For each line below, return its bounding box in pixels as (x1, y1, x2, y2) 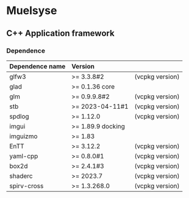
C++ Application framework (6, 28, 115, 38)
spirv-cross (9, 182, 44, 190)
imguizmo (9, 132, 38, 141)
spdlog (9, 112, 29, 120)
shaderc (9, 172, 33, 180)
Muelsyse (6, 4, 57, 18)
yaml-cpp (9, 152, 38, 160)
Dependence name (9, 62, 66, 70)
